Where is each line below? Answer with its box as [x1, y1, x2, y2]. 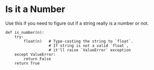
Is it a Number [5, 4, 65, 15]
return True [14, 60, 40, 66]
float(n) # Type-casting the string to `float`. [23, 39, 134, 44]
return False [23, 56, 52, 61]
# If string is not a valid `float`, [48, 43, 129, 48]
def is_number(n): [5, 30, 44, 35]
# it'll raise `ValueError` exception [48, 47, 131, 52]
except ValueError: [14, 52, 56, 57]
